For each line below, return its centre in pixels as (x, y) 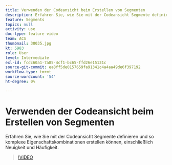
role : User (17, 53)
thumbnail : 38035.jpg (28, 44)
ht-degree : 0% (20, 81)
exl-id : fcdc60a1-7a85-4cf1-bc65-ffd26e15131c (56, 63)
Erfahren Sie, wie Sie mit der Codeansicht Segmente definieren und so (80, 136)
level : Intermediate (27, 58)
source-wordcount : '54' (31, 77)
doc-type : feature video (32, 34)
